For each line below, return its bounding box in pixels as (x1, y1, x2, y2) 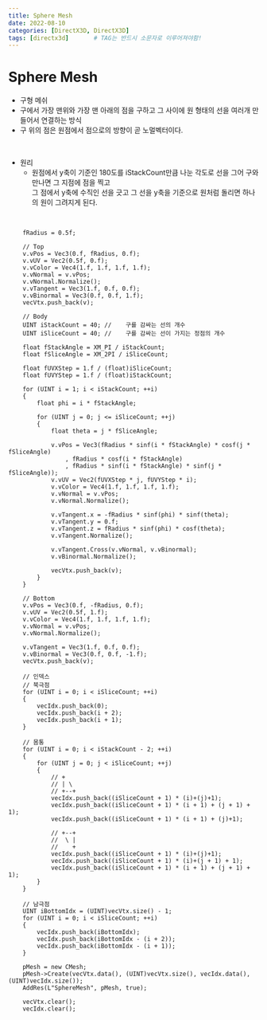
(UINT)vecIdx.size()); (8, 977, 83, 985)
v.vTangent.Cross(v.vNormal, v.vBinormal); (50, 546, 197, 554)
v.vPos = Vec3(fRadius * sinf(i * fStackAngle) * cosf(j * (50, 441, 250, 449)
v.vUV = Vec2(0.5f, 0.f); (22, 257, 109, 265)
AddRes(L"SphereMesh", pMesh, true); (22, 984, 148, 992)
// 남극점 (22, 900, 50, 908)
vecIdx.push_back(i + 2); (37, 709, 123, 717)
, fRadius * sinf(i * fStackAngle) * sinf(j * (64, 462, 222, 470)
